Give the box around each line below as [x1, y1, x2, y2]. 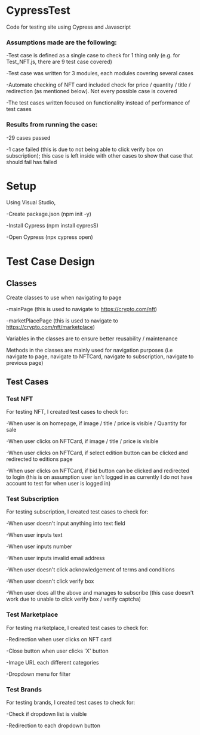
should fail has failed [6, 158, 57, 165]
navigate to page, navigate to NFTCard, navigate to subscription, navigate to [6, 353, 194, 360]
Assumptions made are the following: [6, 38, 118, 47]
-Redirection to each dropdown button [6, 722, 100, 729]
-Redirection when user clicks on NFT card [6, 635, 112, 642]
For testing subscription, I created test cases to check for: [6, 508, 149, 515]
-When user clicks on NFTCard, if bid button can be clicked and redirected [6, 467, 190, 475]
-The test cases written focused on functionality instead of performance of [6, 99, 190, 106]
